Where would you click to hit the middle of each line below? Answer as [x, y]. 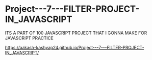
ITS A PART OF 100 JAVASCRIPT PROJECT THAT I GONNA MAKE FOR [76, 33]
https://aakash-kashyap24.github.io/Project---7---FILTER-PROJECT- [75, 47]
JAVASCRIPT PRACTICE [29, 38]
